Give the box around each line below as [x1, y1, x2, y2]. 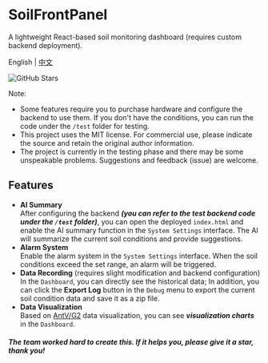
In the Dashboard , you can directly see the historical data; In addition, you [19, 276, 260, 286]
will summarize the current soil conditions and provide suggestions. [19, 234, 243, 244]
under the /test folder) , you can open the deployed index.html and [19, 216, 244, 226]
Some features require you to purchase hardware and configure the [19, 104, 243, 114]
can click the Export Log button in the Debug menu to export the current [19, 284, 255, 294]
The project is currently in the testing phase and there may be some [19, 147, 244, 156]
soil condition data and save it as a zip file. [19, 293, 160, 303]
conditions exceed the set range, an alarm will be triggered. [19, 259, 217, 269]
